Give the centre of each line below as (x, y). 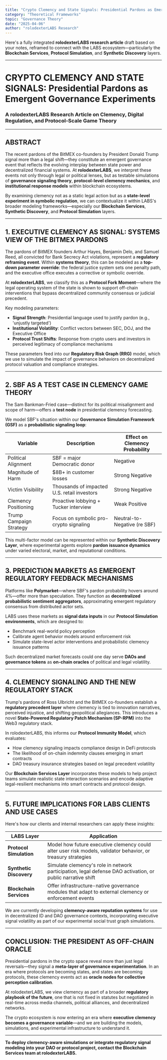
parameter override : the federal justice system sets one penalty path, (89, 267)
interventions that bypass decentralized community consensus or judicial (80, 293)
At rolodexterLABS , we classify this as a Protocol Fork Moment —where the (83, 282)
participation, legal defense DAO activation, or (101, 871)
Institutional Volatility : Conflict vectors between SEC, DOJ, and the (82, 328)
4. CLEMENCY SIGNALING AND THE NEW (71, 682)
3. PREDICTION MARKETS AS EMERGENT (70, 571)
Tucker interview (72, 507)
